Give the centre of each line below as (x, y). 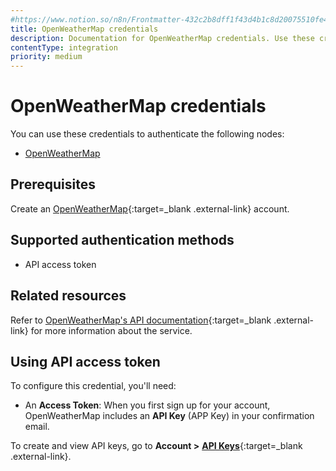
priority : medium (46, 57)
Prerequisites (53, 184)
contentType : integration (64, 47)
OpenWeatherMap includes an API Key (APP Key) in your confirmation (169, 416)
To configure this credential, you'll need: (93, 386)
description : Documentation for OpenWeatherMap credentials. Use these (162, 38)
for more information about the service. (111, 330)
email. (37, 427)
